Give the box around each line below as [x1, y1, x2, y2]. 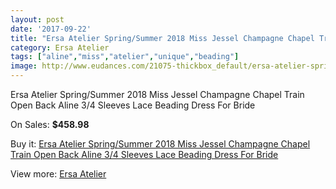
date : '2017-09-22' [10, 24, 92, 34]
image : [10, 61, 38, 71]
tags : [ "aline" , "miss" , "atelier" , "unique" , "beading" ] [10, 52, 240, 62]
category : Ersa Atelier [10, 42, 110, 53]
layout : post [10, 14, 65, 25]
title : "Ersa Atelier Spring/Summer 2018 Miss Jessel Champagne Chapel [10, 33, 315, 43]
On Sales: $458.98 [10, 119, 90, 130]
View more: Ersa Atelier [10, 168, 107, 180]
